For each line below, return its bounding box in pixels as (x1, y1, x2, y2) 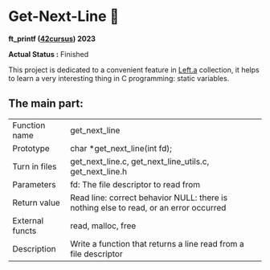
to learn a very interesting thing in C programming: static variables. (8, 73, 230, 83)
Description (12, 243, 56, 254)
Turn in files (12, 161, 57, 172)
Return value (12, 197, 60, 208)
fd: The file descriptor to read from (69, 178, 201, 190)
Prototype (12, 142, 50, 153)
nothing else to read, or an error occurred (69, 202, 227, 213)
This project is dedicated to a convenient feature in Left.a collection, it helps (8, 64, 260, 75)
